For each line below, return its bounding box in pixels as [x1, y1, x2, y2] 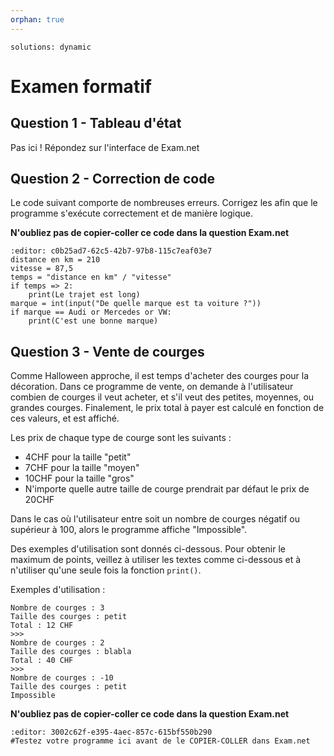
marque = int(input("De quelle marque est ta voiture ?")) [10, 299, 262, 309]
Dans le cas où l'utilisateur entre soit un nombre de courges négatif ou [10, 513, 301, 525]
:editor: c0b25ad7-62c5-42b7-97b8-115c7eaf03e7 [10, 246, 213, 256]
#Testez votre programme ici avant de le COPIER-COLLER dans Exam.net [10, 736, 311, 746]
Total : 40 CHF [10, 656, 74, 666]
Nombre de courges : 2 [10, 638, 105, 648]
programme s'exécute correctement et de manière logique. [10, 207, 254, 220]
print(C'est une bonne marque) [28, 316, 159, 326]
